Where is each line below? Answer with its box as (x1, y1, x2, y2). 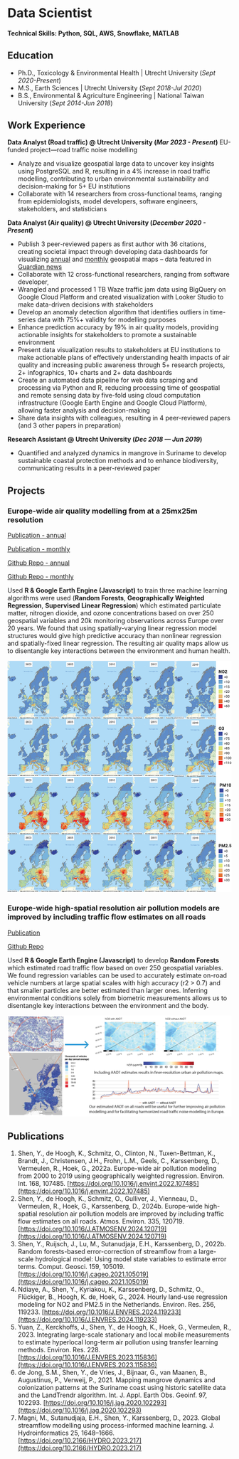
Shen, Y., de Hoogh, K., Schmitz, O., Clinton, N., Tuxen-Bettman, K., (17, 1149, 216, 1157)
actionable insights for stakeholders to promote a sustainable (17, 331, 197, 339)
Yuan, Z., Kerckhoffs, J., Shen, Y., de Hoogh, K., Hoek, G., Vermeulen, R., (17, 1323, 231, 1332)
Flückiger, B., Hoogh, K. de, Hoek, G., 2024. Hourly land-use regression (17, 1293, 228, 1301)
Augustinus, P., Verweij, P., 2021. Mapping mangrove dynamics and (17, 1376, 216, 1384)
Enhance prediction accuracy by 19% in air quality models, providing (17, 323, 219, 331)
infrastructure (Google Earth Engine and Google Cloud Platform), (17, 398, 208, 407)
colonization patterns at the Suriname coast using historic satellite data (17, 1384, 226, 1392)
